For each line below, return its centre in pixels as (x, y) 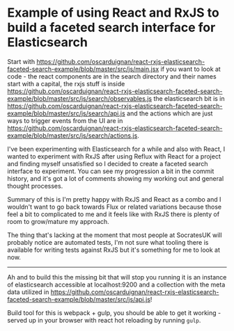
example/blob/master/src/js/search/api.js (66, 113)
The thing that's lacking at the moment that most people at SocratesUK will (115, 235)
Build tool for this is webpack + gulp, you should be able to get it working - (114, 313)
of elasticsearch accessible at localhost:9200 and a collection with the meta (116, 284)
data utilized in (28, 292)
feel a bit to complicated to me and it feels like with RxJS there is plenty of (114, 214)
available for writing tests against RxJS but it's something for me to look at (114, 250)
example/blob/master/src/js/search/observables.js (79, 98)
